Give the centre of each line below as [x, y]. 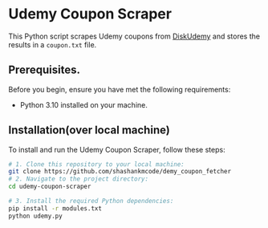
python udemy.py [35, 216]
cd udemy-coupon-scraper [50, 187]
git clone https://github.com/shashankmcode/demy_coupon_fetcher [120, 172]
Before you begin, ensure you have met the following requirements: [120, 89]
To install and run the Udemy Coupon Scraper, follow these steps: [117, 149]
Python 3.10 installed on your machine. [84, 104]
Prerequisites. [44, 70]
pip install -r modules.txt [55, 208]
